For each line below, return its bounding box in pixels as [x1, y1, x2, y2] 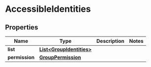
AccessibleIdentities [5, 3, 91, 15]
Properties [5, 23, 38, 32]
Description [96, 38, 124, 44]
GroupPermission [39, 54, 81, 61]
